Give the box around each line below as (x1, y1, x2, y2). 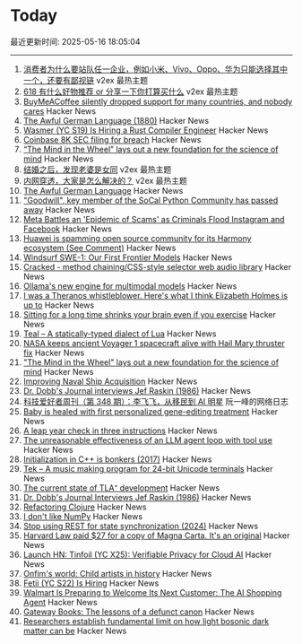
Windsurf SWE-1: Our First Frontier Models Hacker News (22, 252, 233, 263)
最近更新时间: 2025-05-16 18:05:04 (10, 36, 141, 47)
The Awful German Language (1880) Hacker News (22, 115, 210, 126)
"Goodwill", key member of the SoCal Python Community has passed (22, 195, 279, 205)
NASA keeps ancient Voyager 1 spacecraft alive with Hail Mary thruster (22, 337, 285, 348)
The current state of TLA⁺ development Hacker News (22, 482, 220, 493)
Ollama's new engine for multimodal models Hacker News (22, 280, 237, 292)
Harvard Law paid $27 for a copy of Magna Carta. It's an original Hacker (22, 530, 290, 541)
